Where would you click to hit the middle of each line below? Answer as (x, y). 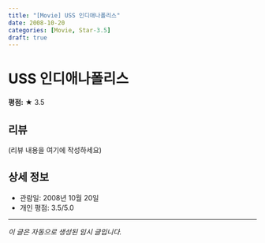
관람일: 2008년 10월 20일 (59, 197)
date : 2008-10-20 (37, 23)
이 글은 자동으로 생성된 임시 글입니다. (65, 232)
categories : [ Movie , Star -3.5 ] (60, 30)
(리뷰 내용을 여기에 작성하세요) (55, 150)
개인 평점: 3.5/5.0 (47, 207)
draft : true (28, 37)
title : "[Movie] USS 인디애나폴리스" (64, 15)
